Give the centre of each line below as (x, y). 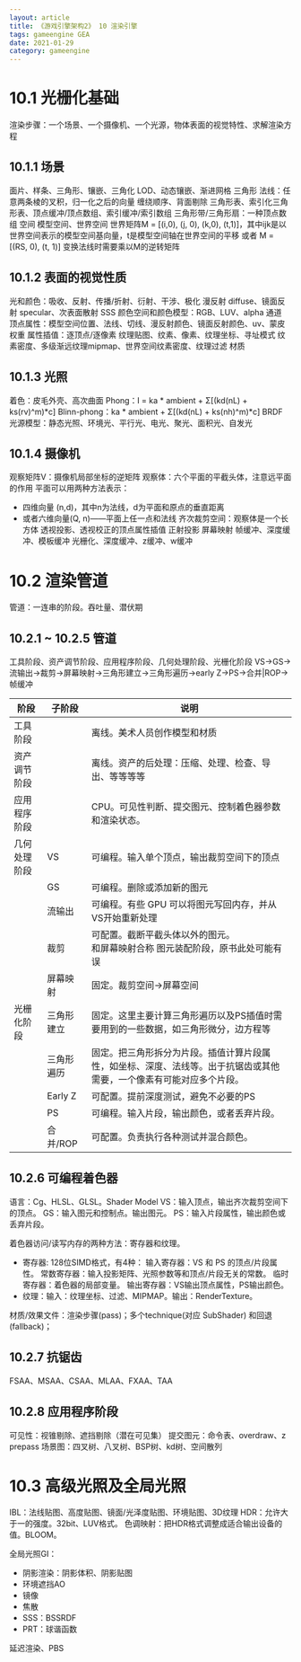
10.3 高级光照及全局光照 (98, 1485)
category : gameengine (50, 51)
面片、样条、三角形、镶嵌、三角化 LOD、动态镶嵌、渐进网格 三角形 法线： (146, 190)
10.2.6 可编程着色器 (64, 1178)
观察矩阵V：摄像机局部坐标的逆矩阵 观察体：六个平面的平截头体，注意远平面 (150, 477)
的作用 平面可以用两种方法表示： (69, 488)
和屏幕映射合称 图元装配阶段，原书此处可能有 (186, 949)
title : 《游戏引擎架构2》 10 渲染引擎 (73, 26)
